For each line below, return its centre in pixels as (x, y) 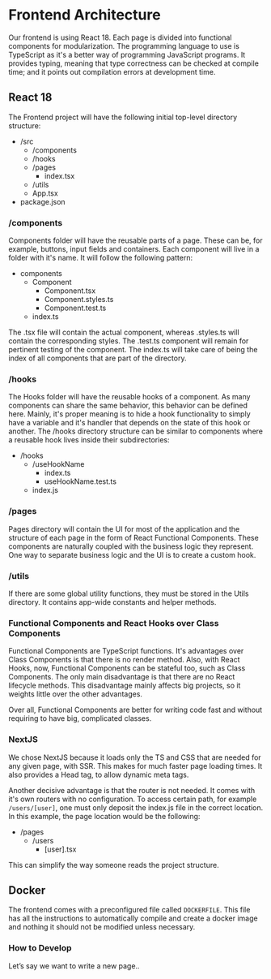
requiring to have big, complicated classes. (80, 718)
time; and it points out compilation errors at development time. (112, 71)
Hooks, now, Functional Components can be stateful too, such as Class (127, 668)
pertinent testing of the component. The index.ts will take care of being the (133, 350)
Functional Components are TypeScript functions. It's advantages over (126, 651)
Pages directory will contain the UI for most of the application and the (124, 528)
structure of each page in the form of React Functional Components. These (133, 537)
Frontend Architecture (85, 15)
